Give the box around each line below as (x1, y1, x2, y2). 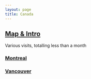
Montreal (5, 55, 27, 61)
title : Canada (5, 12, 34, 17)
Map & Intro (5, 30, 41, 38)
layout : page (5, 7, 31, 12)
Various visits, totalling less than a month (5, 42, 87, 49)
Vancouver (5, 68, 31, 75)
